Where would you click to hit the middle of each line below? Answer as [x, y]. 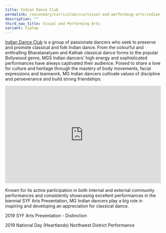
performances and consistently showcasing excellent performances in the [81, 195]
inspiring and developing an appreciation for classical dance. [67, 206]
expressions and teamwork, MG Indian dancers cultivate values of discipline [83, 74]
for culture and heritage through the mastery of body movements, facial [78, 69]
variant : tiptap [22, 28]
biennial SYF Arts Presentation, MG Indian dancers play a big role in [74, 201]
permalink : [16, 14]
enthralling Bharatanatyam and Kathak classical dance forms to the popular [82, 53]
